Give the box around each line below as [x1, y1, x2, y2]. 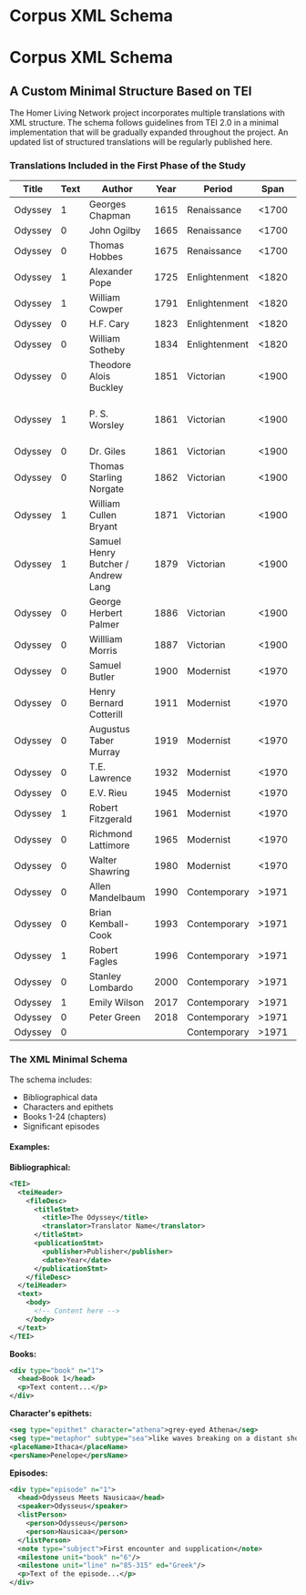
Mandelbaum [89, 892, 146, 905]
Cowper [89, 302, 124, 315]
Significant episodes [22, 1120, 100, 1131]
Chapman [89, 210, 131, 222]
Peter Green [89, 1011, 141, 1024]
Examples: [9, 1141, 50, 1152]
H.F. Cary [89, 318, 130, 331]
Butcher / [89, 557, 129, 570]
